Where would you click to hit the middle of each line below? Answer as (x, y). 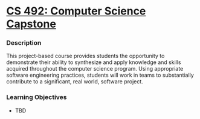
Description (24, 43)
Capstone (31, 24)
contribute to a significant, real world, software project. (75, 82)
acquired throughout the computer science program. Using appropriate (95, 69)
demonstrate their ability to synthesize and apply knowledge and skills (94, 62)
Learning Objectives (37, 97)
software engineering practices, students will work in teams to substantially (100, 75)
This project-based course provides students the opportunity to (85, 56)
